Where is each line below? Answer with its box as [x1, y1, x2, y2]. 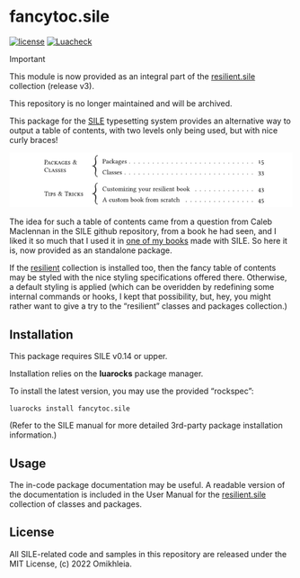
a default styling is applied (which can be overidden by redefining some [9, 282, 275, 293]
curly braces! [9, 134, 58, 145]
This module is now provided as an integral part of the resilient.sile [9, 70, 256, 82]
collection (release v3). [9, 80, 94, 91]
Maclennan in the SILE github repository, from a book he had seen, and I [9, 226, 277, 237]
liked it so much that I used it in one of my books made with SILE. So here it [9, 236, 287, 247]
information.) [9, 429, 57, 440]
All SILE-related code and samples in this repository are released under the [9, 548, 287, 559]
